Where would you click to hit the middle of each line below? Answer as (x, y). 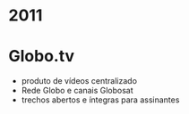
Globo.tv (42, 57)
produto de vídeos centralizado (79, 81)
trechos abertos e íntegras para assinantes (100, 100)
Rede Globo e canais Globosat (77, 91)
